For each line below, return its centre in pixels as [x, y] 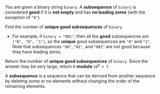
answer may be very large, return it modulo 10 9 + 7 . [57, 66]
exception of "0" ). [23, 17]
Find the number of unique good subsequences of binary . [64, 27]
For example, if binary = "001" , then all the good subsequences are [80, 36]
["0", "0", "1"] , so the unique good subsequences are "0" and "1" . [81, 41]
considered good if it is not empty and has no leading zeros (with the [75, 12]
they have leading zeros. [37, 52]
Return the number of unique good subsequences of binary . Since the [77, 61]
